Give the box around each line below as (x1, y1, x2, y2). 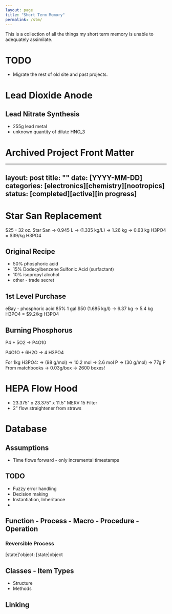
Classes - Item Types (5, 566, 74, 575)
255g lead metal (12, 124, 47, 130)
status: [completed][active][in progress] (5, 189, 137, 198)
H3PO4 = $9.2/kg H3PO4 (5, 311, 59, 317)
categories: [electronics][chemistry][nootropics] (5, 181, 165, 190)
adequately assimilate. (5, 36, 53, 43)
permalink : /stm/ (5, 17, 42, 22)
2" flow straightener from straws (12, 405, 82, 411)
